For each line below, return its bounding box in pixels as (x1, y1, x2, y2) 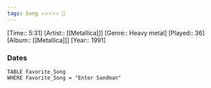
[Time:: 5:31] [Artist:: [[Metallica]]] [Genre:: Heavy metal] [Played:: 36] (7, 29, 205, 37)
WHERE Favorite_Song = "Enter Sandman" (7, 74, 122, 81)
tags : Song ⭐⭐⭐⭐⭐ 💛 (7, 10, 65, 17)
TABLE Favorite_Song (7, 68, 67, 75)
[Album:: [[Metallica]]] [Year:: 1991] (7, 35, 107, 44)
